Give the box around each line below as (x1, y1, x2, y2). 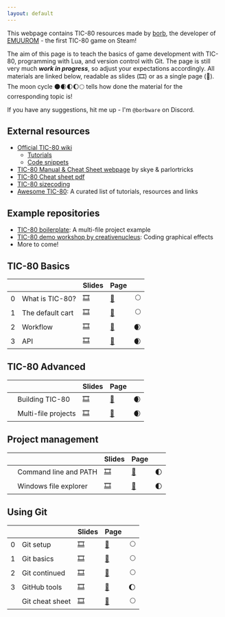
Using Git (7, 506, 48, 518)
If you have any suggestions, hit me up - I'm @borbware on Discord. (7, 105, 195, 113)
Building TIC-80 (17, 395, 71, 404)
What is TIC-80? (21, 294, 77, 303)
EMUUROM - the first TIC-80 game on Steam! (7, 36, 137, 45)
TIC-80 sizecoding (16, 180, 71, 188)
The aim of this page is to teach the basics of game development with (7, 50, 204, 58)
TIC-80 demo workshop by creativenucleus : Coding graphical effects (16, 233, 214, 241)
